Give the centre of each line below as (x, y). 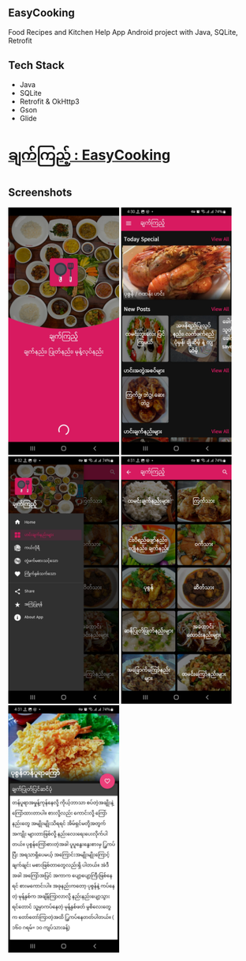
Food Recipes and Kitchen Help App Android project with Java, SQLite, (123, 32)
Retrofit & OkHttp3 (50, 101)
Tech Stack (36, 65)
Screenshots (40, 193)
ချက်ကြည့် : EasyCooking (89, 155)
